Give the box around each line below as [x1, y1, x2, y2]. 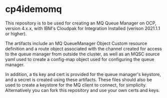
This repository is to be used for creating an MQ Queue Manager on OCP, [5, 20, 156, 26]
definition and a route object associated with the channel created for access [5, 45, 162, 51]
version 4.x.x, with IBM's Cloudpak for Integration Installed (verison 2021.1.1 [5, 25, 160, 31]
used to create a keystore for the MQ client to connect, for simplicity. [5, 81, 147, 88]
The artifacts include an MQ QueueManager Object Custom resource [5, 40, 147, 46]
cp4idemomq [5, 3, 62, 15]
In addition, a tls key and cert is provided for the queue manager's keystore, [5, 71, 161, 77]
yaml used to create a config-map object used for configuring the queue [5, 56, 154, 62]
